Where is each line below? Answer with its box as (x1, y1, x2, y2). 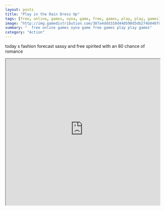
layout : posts (5, 7, 34, 12)
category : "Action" (5, 30, 45, 35)
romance (5, 48, 23, 54)
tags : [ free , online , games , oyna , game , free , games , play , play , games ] (5, 16, 161, 21)
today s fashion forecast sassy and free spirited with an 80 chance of (5, 43, 145, 49)
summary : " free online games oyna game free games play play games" (5, 25, 152, 30)
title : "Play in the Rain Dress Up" (5, 12, 80, 17)
